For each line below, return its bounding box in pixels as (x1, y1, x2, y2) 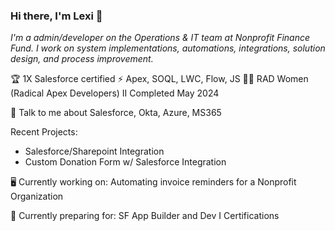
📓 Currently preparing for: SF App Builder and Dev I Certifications (10, 210, 280, 222)
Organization (10, 190, 64, 203)
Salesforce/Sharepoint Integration (24, 145, 165, 158)
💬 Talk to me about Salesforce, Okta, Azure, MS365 (10, 107, 222, 119)
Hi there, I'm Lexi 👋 (10, 9, 103, 23)
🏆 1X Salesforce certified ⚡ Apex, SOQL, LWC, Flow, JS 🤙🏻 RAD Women (10, 73, 309, 85)
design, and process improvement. (10, 53, 154, 65)
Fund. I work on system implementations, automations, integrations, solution (10, 42, 326, 54)
